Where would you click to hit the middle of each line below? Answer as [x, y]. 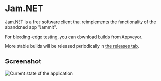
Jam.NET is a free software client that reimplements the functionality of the [80, 22]
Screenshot [23, 61]
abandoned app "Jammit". [31, 27]
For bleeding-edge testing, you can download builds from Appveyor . [74, 37]
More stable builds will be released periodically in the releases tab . [72, 46]
